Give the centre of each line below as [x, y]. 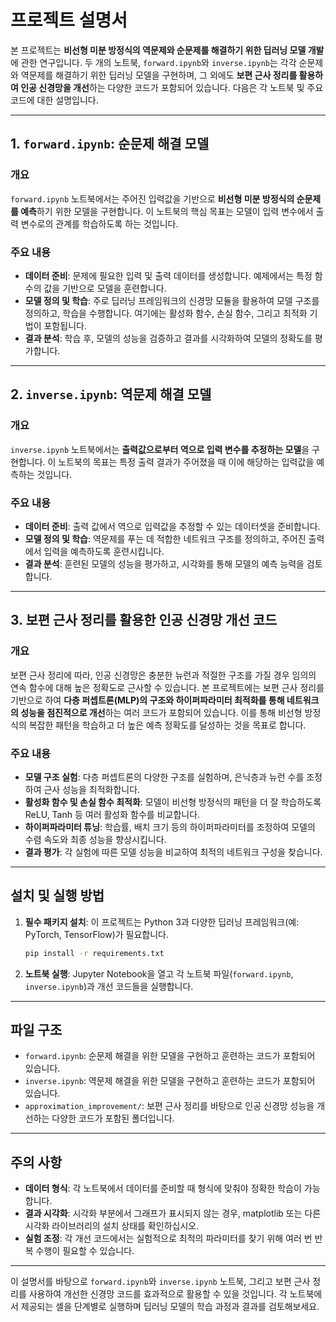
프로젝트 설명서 [69, 20]
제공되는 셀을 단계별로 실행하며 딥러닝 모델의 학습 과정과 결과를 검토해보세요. [170, 1307]
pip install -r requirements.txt [94, 953]
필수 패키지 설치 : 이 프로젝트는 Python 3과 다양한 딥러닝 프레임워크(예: [162, 922]
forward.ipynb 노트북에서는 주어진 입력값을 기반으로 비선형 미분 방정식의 [152, 198]
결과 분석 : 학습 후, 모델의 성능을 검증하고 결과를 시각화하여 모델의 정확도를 [168, 338]
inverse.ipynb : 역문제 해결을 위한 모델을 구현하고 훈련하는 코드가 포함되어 [170, 1081]
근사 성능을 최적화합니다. [92, 789]
